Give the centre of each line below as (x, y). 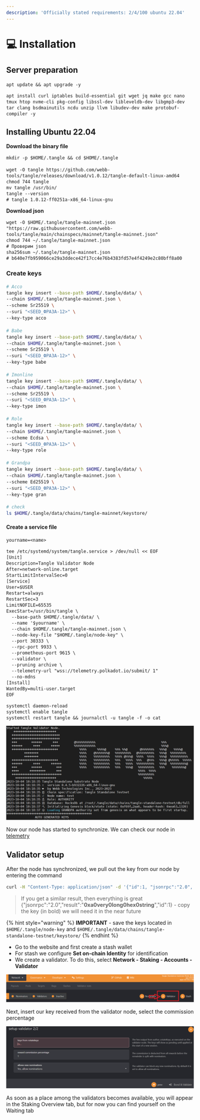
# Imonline (20, 375)
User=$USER (20, 587)
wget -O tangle (25, 170)
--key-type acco (26, 318)
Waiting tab (20, 1110)
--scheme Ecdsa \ (28, 438)
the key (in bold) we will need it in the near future (81, 911)
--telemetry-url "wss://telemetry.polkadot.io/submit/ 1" (85, 671)
